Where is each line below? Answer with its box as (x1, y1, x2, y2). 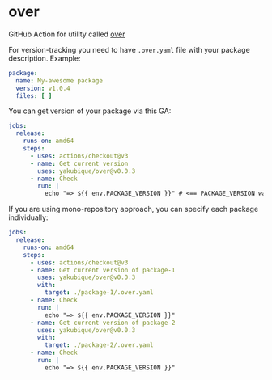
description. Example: (8, 53, 81, 63)
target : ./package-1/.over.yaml (44, 289, 154, 297)
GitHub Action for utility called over (8, 29, 125, 39)
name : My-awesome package (15, 76, 104, 85)
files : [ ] (15, 91, 53, 99)
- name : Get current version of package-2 (29, 319, 176, 327)
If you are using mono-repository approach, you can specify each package (8, 205, 259, 214)
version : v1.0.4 (15, 84, 70, 92)
